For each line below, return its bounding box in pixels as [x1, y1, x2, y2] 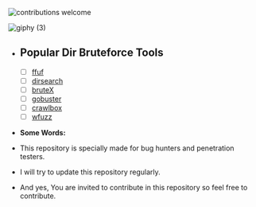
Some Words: [19, 128, 66, 138]
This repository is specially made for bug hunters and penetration [19, 143, 235, 153]
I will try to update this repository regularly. [19, 167, 161, 177]
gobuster [31, 94, 62, 103]
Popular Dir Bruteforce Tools [19, 46, 164, 60]
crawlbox [31, 103, 62, 113]
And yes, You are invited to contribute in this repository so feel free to [19, 183, 248, 193]
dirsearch [31, 76, 64, 85]
